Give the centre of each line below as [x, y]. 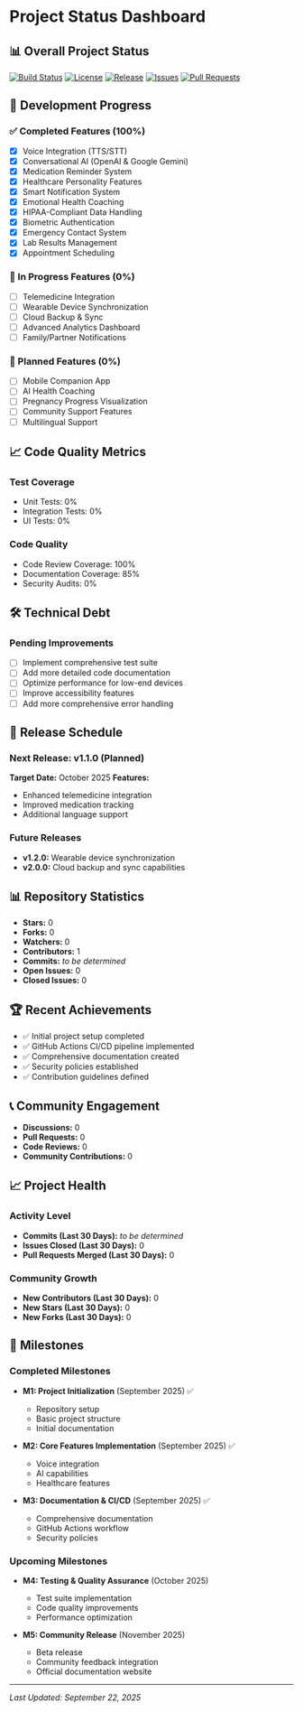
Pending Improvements [62, 643]
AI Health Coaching [59, 391]
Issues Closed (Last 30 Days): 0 [83, 1245]
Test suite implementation [84, 1598]
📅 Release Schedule [66, 732]
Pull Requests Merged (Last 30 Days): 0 [98, 1255]
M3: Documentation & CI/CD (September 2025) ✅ [116, 1500]
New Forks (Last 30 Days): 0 [77, 1317]
